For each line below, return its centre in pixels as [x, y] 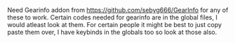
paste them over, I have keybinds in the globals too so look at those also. [112, 32]
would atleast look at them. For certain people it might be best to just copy [115, 25]
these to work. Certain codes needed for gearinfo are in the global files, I [112, 17]
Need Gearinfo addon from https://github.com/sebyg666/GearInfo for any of [118, 10]
